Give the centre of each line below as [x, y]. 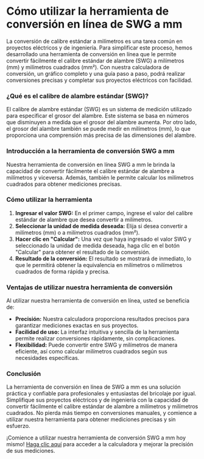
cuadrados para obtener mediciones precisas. [64, 184]
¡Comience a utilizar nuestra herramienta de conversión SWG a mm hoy [96, 438]
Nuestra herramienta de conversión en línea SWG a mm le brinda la [91, 164]
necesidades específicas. [47, 358]
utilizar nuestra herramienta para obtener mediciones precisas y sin [91, 419]
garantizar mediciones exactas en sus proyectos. [77, 326]
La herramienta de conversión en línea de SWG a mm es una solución [93, 387]
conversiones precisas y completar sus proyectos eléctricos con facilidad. [100, 80]
